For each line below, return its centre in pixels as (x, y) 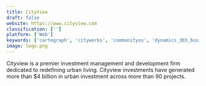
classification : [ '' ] (34, 29)
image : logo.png (27, 46)
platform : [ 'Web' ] (30, 35)
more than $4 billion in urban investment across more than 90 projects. (96, 76)
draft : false (23, 18)
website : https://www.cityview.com (52, 23)
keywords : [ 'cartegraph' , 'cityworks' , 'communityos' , (78, 40)
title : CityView (27, 12)
